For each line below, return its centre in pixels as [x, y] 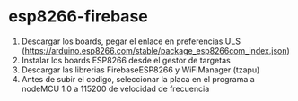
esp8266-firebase [79, 17]
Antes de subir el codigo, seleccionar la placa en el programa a [138, 79]
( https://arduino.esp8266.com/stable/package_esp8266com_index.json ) [156, 50]
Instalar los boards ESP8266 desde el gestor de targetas [126, 60]
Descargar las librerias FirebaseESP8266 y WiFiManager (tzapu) [140, 70]
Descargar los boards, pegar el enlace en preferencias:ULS [131, 41]
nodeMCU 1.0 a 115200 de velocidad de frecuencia [115, 88]
